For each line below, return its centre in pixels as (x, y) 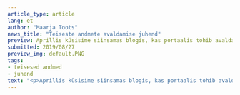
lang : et (20, 21)
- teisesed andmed (35, 67)
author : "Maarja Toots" (43, 27)
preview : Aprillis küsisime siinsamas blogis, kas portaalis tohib (110, 41)
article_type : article (41, 14)
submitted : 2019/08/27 (41, 47)
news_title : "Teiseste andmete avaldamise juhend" (84, 34)
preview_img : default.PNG (46, 54)
